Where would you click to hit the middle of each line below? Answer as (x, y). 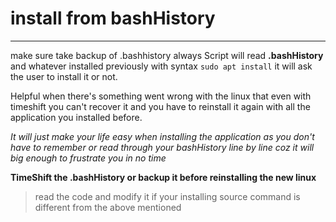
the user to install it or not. (64, 76)
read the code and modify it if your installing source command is (167, 196)
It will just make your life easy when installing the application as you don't (162, 136)
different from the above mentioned (108, 207)
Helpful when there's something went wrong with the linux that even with (161, 96)
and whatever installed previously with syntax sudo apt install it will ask (161, 66)
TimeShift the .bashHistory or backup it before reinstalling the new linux (163, 177)
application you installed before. (76, 117)
